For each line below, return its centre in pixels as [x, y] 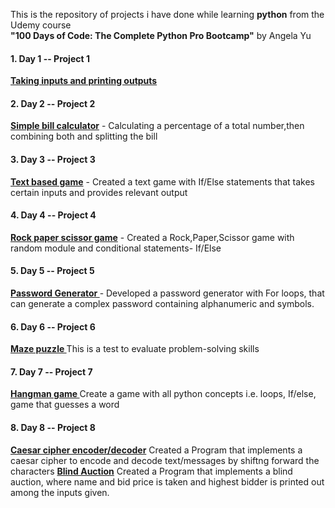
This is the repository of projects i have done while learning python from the [167, 14]
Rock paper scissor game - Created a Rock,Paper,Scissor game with [152, 237]
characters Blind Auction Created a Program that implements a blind [151, 471]
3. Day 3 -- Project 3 [53, 159]
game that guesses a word [65, 405]
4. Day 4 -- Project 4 [53, 215]
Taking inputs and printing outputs [84, 81]
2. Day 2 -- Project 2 [53, 103]
